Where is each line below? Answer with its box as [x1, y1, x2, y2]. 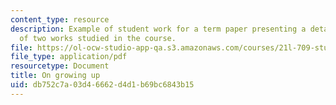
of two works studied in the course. [19, 33, 177, 43]
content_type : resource [10, 14, 110, 25]
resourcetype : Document [10, 61, 110, 71]
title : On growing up [10, 71, 101, 81]
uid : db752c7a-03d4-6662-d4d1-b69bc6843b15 [10, 80, 195, 90]
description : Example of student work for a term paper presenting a [10, 24, 307, 34]
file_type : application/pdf [10, 52, 128, 62]
